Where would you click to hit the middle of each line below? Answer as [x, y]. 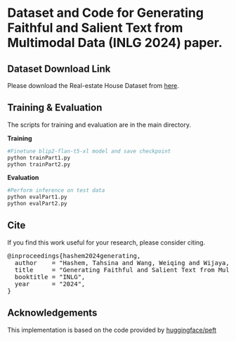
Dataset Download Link [59, 69]
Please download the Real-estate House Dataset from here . [93, 85]
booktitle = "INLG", [50, 277]
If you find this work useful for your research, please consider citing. [106, 242]
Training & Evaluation [55, 108]
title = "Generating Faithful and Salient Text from [115, 270]
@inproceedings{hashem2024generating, [74, 256]
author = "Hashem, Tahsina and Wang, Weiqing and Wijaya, [122, 263]
